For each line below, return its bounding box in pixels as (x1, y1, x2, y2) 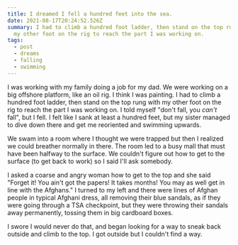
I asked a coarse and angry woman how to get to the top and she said (7, 170, 211, 179)
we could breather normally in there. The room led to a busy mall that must (7, 141, 225, 150)
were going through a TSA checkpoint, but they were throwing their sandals (7, 200, 229, 209)
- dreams (13, 50, 40, 58)
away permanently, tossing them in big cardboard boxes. (7, 208, 174, 217)
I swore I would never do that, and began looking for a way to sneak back (7, 222, 222, 231)
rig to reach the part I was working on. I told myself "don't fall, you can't (7, 105, 217, 114)
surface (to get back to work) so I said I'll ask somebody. (7, 157, 174, 165)
